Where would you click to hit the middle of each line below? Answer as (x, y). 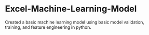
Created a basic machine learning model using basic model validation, (75, 22)
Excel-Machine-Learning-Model (71, 9)
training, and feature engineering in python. (48, 27)
